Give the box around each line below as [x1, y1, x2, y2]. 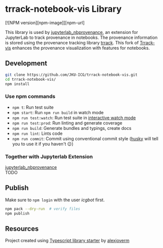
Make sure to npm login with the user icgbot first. [5, 197, 105, 203]
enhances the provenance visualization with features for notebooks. [12, 45, 150, 51]
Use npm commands [5, 93, 56, 100]
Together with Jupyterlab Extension [5, 153, 93, 160]
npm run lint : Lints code [12, 130, 63, 136]
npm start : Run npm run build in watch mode [12, 109, 104, 115]
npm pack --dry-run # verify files [5, 206, 80, 211]
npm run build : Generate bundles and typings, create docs [12, 125, 131, 131]
